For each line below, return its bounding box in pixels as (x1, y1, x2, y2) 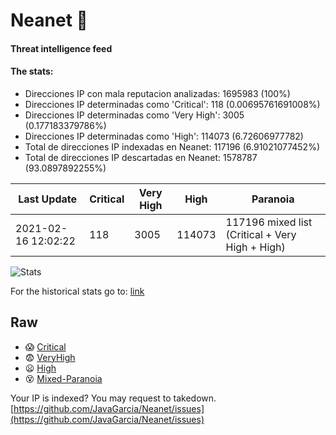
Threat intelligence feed (10, 42, 113, 54)
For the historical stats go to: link (10, 285, 145, 297)
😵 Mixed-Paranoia (24, 372, 103, 384)
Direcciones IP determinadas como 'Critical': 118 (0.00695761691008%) (24, 98, 321, 110)
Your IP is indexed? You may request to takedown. (10, 392, 217, 404)
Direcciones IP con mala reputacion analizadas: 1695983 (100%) (24, 87, 291, 99)
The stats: (10, 65, 54, 78)
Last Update (18, 192, 78, 206)
